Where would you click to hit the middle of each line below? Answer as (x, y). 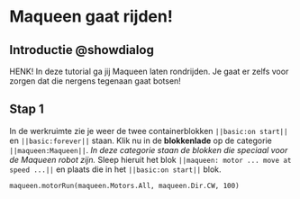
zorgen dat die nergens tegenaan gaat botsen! (95, 81)
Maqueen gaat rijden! (91, 17)
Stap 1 (27, 109)
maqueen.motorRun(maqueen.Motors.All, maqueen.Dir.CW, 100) (125, 185)
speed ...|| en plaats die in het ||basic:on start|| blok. (116, 169)
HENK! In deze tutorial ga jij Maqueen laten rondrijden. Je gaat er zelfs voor (149, 71)
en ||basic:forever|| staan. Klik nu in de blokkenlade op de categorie (141, 140)
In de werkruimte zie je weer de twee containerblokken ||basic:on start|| (149, 131)
